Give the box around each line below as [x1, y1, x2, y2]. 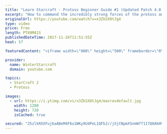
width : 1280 [14, 103, 39, 108]
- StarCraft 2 [9, 80, 39, 85]
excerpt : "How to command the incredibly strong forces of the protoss [5, 12, 157, 17]
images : [5, 94, 21, 99]
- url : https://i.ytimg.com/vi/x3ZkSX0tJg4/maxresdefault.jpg [9, 98, 141, 103]
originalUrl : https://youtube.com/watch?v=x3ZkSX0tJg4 [5, 16, 121, 21]
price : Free [5, 26, 30, 31]
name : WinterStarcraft [9, 62, 57, 67]
